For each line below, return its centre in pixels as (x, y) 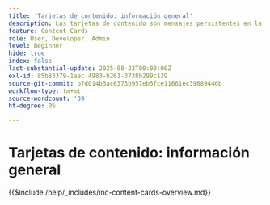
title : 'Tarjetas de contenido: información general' (101, 16)
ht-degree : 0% (32, 106)
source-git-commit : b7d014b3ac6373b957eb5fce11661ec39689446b (115, 83)
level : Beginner (36, 46)
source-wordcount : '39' (49, 98)
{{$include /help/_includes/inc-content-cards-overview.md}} (110, 192)
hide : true (27, 53)
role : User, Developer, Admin (59, 38)
